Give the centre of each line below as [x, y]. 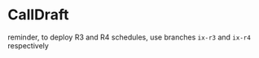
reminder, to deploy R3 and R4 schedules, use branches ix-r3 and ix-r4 [129, 37]
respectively [29, 45]
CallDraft [38, 15]
